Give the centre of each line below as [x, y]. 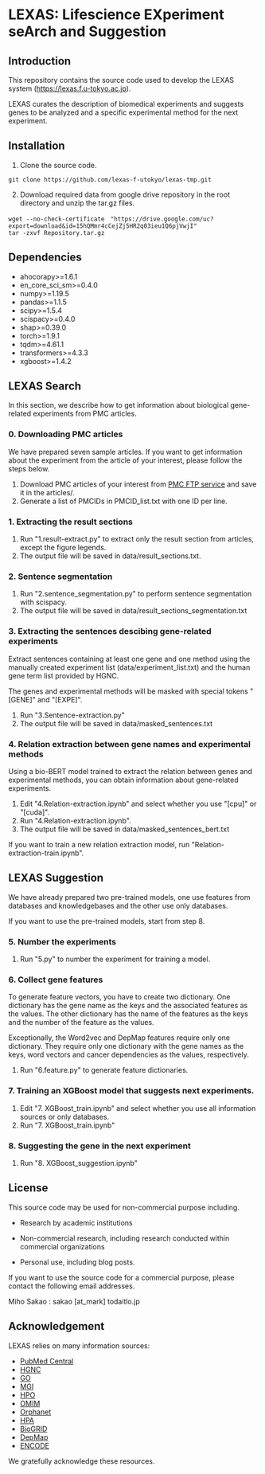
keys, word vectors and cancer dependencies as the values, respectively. [129, 1055]
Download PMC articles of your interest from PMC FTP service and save [138, 484]
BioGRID [33, 1429]
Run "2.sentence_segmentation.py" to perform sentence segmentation [136, 594]
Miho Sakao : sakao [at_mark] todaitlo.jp [74, 1301]
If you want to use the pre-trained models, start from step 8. [107, 921]
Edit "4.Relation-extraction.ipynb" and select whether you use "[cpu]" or [138, 803]
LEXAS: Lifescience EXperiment [116, 15]
